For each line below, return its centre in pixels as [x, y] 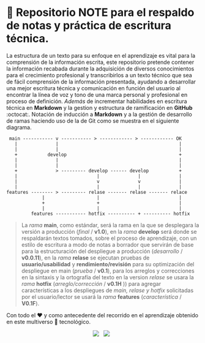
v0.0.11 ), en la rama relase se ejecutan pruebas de [85, 258]
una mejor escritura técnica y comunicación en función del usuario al [93, 88]
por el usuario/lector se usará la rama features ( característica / [101, 296]
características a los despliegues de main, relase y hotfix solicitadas [107, 290]
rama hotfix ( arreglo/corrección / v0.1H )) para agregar [91, 283]
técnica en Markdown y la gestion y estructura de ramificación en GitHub [99, 107]
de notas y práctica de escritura [89, 25]
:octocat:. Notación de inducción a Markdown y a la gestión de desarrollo [99, 114]
